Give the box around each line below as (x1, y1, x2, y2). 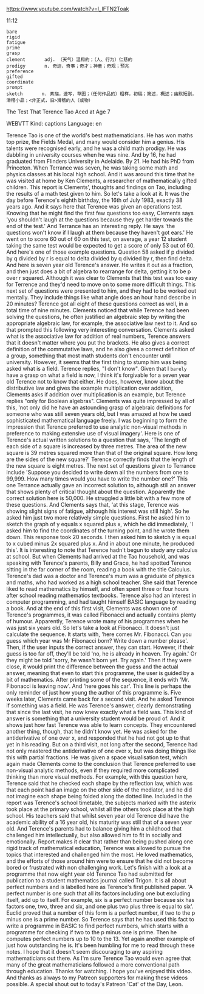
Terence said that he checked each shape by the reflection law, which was (6, 780, 193, 787)
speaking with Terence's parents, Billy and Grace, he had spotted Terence (6, 559, 191, 567)
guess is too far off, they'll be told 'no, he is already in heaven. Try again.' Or (6, 650, 197, 657)
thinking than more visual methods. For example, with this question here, (6, 773, 188, 780)
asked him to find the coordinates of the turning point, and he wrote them (6, 527, 190, 534)
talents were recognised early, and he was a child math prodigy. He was (6, 145, 186, 152)
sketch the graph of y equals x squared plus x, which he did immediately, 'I (6, 521, 193, 527)
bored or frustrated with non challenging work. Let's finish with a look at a (6, 864, 191, 871)
